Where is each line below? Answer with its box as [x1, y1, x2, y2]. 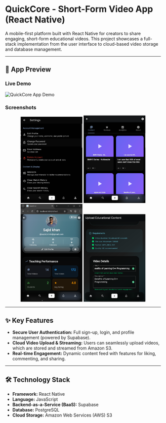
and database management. [5, 46, 62, 52]
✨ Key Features [5, 316, 53, 325]
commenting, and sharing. [12, 356, 66, 362]
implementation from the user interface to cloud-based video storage [17, 41, 159, 47]
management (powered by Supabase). [12, 335, 90, 341]
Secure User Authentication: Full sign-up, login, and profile [12, 329, 134, 336]
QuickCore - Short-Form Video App [5, 3, 153, 15]
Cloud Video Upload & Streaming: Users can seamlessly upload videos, [12, 340, 160, 346]
